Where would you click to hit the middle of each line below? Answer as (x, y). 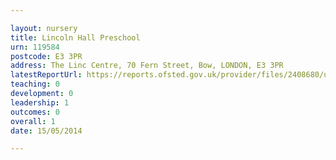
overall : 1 (33, 121)
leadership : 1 (40, 102)
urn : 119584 (35, 47)
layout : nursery (44, 28)
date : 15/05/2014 (46, 131)
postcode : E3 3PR (46, 56)
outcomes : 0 (35, 112)
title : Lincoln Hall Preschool (75, 37)
